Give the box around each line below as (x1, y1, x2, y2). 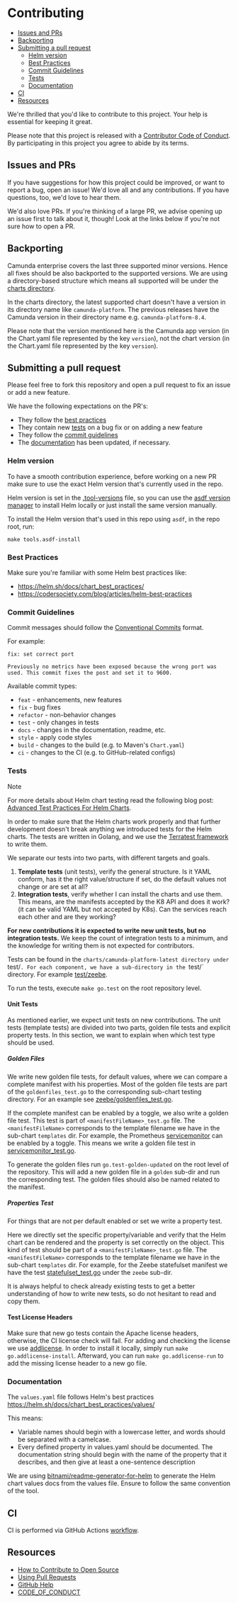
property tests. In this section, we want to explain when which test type (7, 1030, 215, 1039)
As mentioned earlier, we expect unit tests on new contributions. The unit (7, 1016, 221, 1024)
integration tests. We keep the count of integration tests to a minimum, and (7, 933, 228, 942)
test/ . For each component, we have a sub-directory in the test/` (7, 962, 204, 971)
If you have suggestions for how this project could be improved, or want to (7, 178, 225, 186)
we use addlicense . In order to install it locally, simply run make (7, 1344, 189, 1352)
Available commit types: (7, 682, 77, 690)
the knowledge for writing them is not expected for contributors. (7, 941, 195, 950)
